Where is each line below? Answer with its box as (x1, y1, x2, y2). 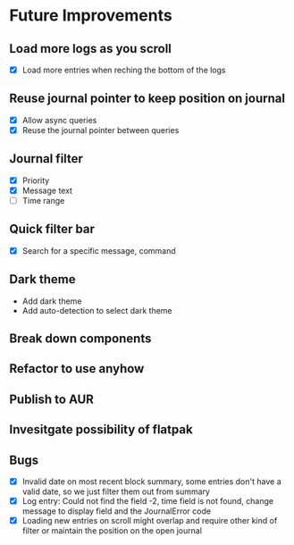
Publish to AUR (9, 391, 94, 407)
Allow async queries (21, 114, 97, 125)
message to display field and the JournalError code (21, 506, 212, 516)
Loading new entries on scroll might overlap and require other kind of (21, 516, 278, 526)
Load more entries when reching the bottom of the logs (21, 64, 226, 75)
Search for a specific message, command (21, 245, 176, 256)
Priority (21, 175, 50, 186)
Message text (21, 185, 73, 196)
